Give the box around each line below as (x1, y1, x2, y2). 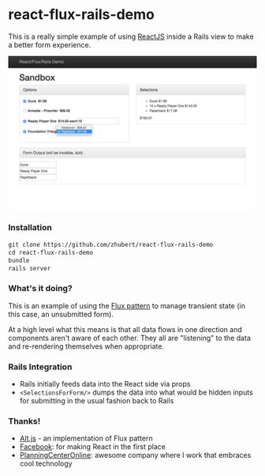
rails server (8, 265, 51, 273)
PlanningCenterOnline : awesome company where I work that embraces (19, 451, 252, 460)
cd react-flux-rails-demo (8, 249, 93, 257)
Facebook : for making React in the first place (19, 442, 166, 451)
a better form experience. (8, 40, 91, 49)
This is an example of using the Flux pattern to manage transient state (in (8, 300, 246, 310)
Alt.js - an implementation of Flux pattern (19, 433, 153, 444)
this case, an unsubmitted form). (8, 309, 114, 319)
